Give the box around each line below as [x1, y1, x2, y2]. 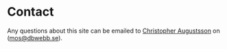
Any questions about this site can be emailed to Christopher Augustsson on [7, 27, 221, 35]
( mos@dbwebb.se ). [7, 33, 63, 42]
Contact [7, 4, 54, 20]
